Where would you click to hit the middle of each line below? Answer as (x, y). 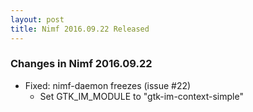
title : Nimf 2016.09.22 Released (80, 29)
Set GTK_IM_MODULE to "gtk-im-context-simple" (141, 96)
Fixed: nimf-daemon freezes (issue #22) (108, 85)
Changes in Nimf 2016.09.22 (81, 64)
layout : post (37, 19)
